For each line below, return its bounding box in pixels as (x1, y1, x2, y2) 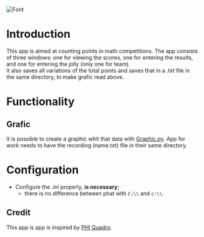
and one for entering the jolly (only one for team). (6, 60, 130, 67)
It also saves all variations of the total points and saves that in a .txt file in (6, 67, 191, 74)
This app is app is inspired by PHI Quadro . (6, 224, 112, 231)
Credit (6, 208, 31, 218)
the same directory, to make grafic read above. (6, 73, 124, 81)
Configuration (6, 163, 79, 177)
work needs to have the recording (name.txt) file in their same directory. (6, 141, 188, 149)
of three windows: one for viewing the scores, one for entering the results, (6, 54, 194, 61)
